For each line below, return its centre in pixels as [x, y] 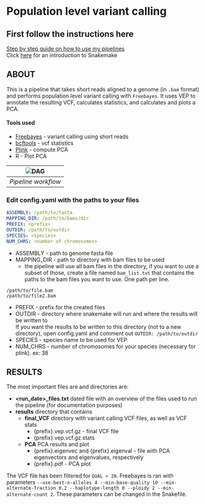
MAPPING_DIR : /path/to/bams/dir [48, 219]
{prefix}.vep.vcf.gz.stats [64, 438]
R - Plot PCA [31, 156]
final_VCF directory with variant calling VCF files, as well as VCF [106, 418]
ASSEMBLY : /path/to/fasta [39, 213]
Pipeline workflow [35, 182]
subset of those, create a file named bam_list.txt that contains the [109, 273]
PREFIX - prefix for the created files [60, 307]
